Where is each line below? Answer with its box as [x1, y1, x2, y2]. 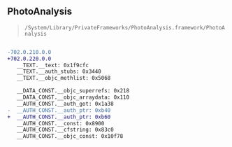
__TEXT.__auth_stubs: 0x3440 [16, 68, 101, 76]
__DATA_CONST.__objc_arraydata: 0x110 [16, 94, 130, 101]
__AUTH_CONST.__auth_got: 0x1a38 [16, 100, 114, 107]
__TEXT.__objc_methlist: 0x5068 [16, 75, 111, 82]
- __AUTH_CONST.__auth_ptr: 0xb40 [7, 106, 111, 114]
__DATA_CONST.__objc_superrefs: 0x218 [16, 87, 130, 94]
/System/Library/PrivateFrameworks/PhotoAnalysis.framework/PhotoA [24, 24, 225, 31]
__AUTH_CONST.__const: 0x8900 [16, 120, 105, 127]
